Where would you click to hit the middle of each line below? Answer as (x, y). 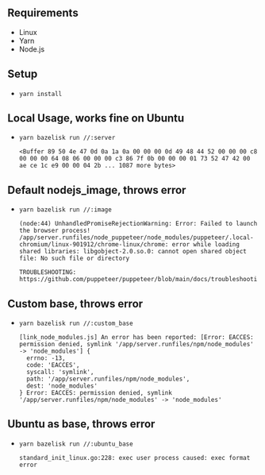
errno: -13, (46, 358)
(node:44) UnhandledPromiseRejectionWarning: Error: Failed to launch (138, 224)
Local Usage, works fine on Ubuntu (96, 118)
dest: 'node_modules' (62, 386)
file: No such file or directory (74, 259)
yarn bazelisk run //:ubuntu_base (76, 444)
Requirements (43, 13)
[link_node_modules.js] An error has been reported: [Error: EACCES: (136, 338)
